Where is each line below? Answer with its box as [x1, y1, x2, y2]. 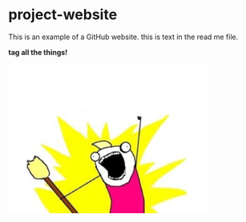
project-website [8, 6, 118, 24]
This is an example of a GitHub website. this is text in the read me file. [8, 32, 239, 42]
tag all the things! [8, 47, 68, 57]
